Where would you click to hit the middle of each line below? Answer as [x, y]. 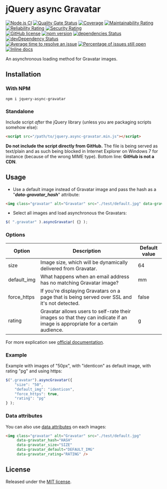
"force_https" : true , [37, 394]
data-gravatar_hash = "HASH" [44, 440]
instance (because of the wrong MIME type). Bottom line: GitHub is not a [80, 156]
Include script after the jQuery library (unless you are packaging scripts [79, 122]
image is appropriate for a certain [79, 323]
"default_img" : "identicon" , [45, 389]
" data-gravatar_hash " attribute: [46, 194]
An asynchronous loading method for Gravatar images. [62, 59]
